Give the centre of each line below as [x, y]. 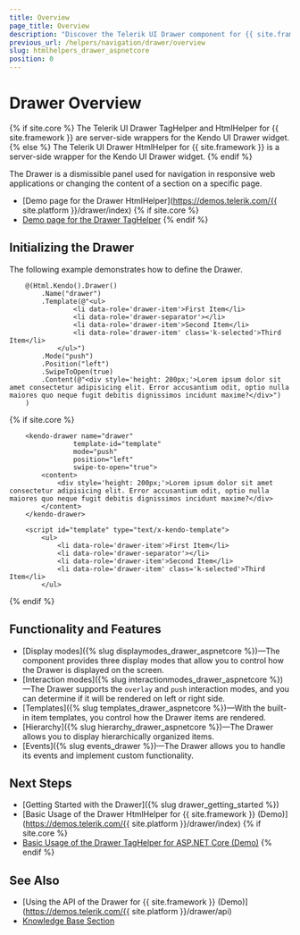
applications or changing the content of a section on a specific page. [136, 183]
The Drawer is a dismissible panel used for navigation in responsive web [142, 173]
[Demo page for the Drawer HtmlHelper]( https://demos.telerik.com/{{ [150, 200]
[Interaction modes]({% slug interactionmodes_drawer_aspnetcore [145, 679]
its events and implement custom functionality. [108, 755]
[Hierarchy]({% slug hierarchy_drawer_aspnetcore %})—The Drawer [148, 727]
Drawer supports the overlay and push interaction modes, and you [168, 688]
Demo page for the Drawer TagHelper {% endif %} [115, 219]
